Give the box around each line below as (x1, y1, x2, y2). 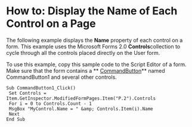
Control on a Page (6, 17, 97, 30)
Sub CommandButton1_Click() (6, 85, 76, 91)
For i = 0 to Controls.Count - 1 (8, 100, 92, 107)
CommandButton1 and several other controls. (6, 73, 117, 80)
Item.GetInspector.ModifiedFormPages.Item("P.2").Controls (6, 95, 156, 101)
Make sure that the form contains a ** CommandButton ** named (6, 67, 165, 74)
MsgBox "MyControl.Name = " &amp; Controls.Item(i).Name (8, 106, 153, 111)
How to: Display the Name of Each (6, 4, 178, 18)
